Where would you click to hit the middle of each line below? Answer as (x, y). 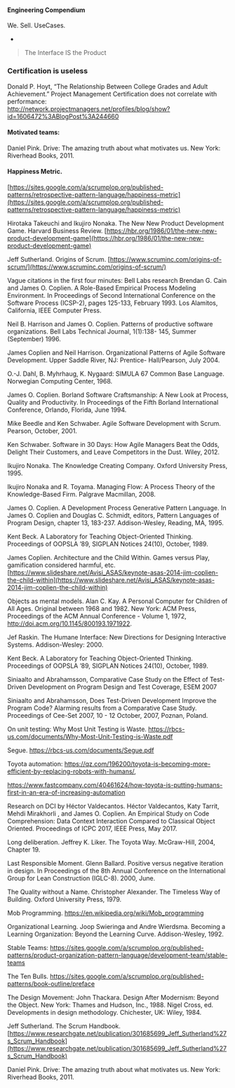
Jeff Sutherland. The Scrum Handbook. (64, 1026)
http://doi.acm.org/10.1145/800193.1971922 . (69, 624)
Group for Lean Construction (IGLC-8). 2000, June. (81, 878)
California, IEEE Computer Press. (54, 310)
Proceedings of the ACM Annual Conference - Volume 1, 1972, (97, 616)
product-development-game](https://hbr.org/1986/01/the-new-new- (106, 238)
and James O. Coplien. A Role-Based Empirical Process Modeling (102, 288)
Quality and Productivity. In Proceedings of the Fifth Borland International (113, 402)
